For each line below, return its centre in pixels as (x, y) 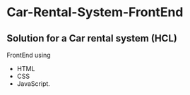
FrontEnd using (29, 55)
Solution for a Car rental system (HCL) (92, 38)
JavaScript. (34, 84)
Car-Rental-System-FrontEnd (95, 12)
